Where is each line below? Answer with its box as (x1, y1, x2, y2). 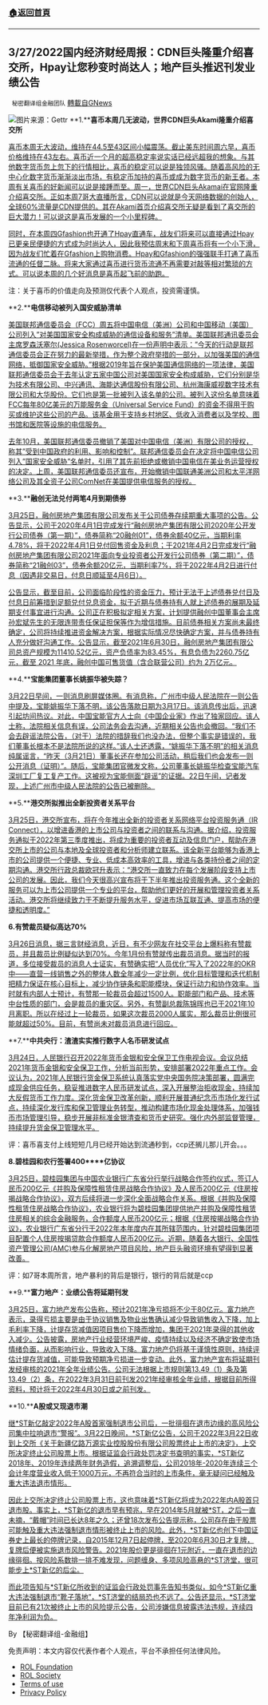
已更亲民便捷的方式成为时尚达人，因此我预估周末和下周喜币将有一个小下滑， (8, 239, 260, 248)
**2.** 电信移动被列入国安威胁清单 (8, 303, 122, 312)
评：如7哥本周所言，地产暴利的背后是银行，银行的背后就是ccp (8, 1270, 214, 1280)
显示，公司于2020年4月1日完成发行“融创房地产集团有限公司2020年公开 (14, 521, 250, 531)
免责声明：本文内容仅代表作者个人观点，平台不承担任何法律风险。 (8, 1646, 225, 1655)
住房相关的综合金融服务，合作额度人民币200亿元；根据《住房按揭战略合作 (8, 1214, 253, 1223)
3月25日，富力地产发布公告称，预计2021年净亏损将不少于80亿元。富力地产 (8, 1305, 255, 1314)
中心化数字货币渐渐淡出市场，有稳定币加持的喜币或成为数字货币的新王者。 (8, 172, 253, 181)
